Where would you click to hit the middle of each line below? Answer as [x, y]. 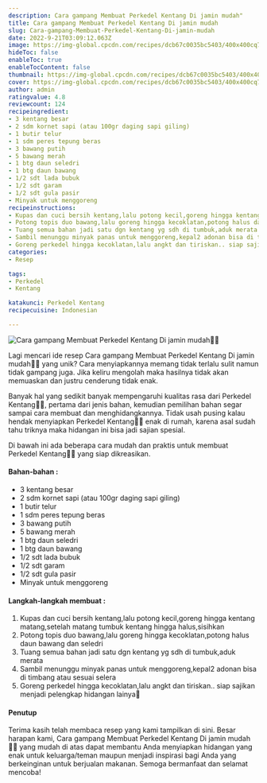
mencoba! [25, 773]
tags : [17, 274]
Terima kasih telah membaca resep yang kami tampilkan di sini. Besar [122, 730]
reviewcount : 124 [37, 104]
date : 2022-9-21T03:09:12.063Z [60, 38]
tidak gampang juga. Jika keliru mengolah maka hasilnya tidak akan [118, 372]
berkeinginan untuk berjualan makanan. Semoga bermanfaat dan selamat [128, 764]
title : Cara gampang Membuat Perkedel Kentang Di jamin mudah [113, 23]
